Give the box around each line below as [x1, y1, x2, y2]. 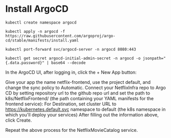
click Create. [5, 117, 32, 123]
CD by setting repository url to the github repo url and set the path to [5, 90, 150, 96]
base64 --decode [51, 60, 86, 65]
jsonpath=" [142, 56, 166, 61]
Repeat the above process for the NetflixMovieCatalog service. [5, 127, 138, 133]
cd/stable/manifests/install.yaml [5, 38, 79, 43]
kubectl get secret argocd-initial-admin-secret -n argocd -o [5, 56, 141, 61]
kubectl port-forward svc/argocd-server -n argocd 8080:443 [5, 47, 137, 52]
